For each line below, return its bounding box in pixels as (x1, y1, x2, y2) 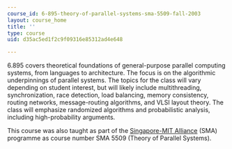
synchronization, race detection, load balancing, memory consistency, (7, 91, 209, 100)
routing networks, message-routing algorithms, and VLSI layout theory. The (7, 98, 224, 107)
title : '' (7, 23, 36, 30)
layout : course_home (7, 17, 68, 24)
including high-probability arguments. (7, 113, 116, 122)
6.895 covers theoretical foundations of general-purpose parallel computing (7, 61, 226, 70)
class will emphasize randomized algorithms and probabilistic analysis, (7, 106, 210, 114)
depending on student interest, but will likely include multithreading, (7, 84, 202, 92)
